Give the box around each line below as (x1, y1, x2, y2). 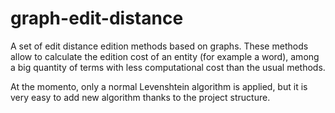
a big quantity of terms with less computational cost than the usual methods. (10, 61, 326, 73)
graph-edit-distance (10, 7, 184, 30)
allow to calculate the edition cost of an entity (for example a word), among (10, 50, 320, 62)
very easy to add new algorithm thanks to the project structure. (10, 91, 271, 103)
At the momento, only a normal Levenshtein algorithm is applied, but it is (10, 80, 308, 92)
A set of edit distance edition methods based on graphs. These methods (10, 40, 309, 52)
